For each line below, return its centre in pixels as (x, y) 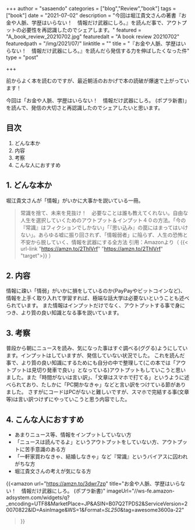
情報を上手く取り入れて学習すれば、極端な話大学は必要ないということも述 (95, 298)
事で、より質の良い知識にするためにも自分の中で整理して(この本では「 (91, 363)
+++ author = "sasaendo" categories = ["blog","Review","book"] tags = (91, 8)
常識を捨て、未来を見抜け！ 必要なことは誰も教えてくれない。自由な (104, 213)
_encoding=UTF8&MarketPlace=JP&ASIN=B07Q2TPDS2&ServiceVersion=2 (97, 504)
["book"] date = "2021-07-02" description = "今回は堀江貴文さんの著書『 (94, 15)
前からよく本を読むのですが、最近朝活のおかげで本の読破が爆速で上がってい (98, 81)
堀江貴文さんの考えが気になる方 (53, 471)
